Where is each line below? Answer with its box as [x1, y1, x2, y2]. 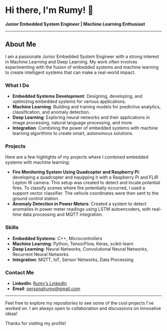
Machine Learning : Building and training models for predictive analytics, [12, 104, 161, 110]
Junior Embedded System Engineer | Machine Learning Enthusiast [5, 21, 145, 27]
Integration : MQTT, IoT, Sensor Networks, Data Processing [12, 257, 134, 263]
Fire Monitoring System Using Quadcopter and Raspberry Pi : [12, 169, 140, 175]
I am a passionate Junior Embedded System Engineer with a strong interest [5, 53, 159, 59]
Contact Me [5, 269, 34, 276]
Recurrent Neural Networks [12, 251, 69, 257]
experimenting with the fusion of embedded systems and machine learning [5, 64, 159, 70]
